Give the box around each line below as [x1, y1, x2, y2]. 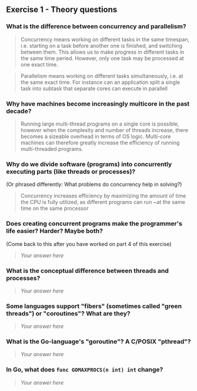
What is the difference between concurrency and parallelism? [6, 22, 186, 31]
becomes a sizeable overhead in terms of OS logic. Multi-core [20, 133, 171, 140]
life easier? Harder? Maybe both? [6, 227, 103, 235]
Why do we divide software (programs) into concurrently [6, 160, 172, 168]
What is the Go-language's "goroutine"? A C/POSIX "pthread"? [6, 337, 191, 346]
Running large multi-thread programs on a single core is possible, [20, 120, 179, 127]
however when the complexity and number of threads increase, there [20, 126, 188, 133]
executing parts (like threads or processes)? [6, 167, 136, 176]
